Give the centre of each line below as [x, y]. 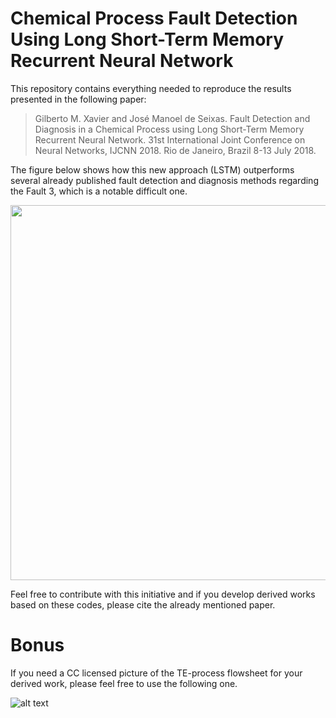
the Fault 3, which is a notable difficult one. [99, 191]
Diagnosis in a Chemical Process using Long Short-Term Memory [169, 129]
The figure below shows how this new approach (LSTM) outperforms [152, 169]
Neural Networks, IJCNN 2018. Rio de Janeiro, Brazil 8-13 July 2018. [175, 150]
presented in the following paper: [78, 99]
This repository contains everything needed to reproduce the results [151, 88]
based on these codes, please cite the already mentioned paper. [143, 604]
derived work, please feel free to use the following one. [124, 683]
